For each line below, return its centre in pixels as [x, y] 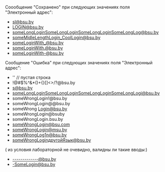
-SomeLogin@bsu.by [34, 164]
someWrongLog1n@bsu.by [39, 135]
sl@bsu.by [23, 22]
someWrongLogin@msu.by [40, 129]
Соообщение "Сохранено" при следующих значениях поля [67, 7]
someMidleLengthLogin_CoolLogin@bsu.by [56, 37]
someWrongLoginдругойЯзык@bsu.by [51, 140]
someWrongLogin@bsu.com [41, 124]
